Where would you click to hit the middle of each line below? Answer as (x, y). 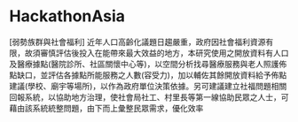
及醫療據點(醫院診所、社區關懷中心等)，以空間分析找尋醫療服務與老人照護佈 (148, 64)
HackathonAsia (67, 16)
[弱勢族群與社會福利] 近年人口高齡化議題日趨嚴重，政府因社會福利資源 (137, 42)
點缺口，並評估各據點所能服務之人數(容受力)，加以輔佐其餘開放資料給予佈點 (148, 75)
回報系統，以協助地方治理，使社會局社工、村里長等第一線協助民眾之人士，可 (149, 97)
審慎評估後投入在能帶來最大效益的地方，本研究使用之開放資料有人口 (164, 53)
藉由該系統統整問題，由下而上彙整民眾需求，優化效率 (106, 108)
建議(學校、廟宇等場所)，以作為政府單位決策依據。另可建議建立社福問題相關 (148, 86)
